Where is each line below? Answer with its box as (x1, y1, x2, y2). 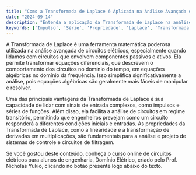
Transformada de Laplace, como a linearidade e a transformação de (6, 127, 170, 134)
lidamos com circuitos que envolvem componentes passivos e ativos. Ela (6, 53, 181, 60)
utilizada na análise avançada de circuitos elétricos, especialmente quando (6, 47, 187, 54)
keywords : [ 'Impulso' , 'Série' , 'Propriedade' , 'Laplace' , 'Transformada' (6, 24, 192, 31)
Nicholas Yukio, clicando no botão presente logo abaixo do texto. (6, 163, 163, 170)
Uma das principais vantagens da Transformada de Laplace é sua (6, 96, 164, 103)
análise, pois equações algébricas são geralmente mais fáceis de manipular (6, 78, 188, 85)
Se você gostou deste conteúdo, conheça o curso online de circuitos (6, 150, 172, 157)
